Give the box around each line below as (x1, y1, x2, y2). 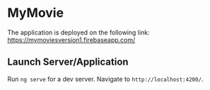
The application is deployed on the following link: (7, 28, 150, 37)
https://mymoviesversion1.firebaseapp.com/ (7, 35, 136, 44)
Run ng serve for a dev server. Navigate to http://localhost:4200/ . (7, 75, 204, 83)
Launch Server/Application (7, 56, 129, 68)
